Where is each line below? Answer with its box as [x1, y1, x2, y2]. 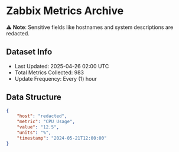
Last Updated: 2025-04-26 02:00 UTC [14, 62, 109, 70]
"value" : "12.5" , [17, 124, 60, 130]
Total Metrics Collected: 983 [14, 69, 84, 76]
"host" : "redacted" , [17, 113, 67, 119]
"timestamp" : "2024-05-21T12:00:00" [17, 135, 108, 141]
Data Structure [6, 92, 62, 103]
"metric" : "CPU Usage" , [17, 119, 76, 125]
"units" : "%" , [17, 130, 51, 136]
